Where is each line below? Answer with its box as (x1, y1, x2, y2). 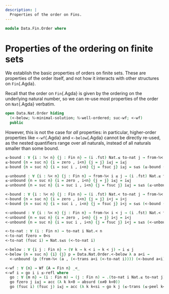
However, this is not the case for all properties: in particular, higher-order (5, 129, 156, 135)
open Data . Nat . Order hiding (5, 111, 64, 116)
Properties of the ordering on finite (5, 43, 153, 54)
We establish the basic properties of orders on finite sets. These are (5, 70, 146, 76)
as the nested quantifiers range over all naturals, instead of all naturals (5, 140, 151, 146)
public (10, 120, 24, 126)
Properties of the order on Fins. (10, 12, 82, 17)
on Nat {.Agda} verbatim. (5, 101, 55, 107)
